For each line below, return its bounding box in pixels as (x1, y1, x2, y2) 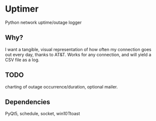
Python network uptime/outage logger (5, 19, 82, 25)
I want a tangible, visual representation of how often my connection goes (5, 46, 152, 52)
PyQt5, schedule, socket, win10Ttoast (5, 111, 80, 117)
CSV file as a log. (5, 57, 40, 63)
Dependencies (5, 98, 50, 106)
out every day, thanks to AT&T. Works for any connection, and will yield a (5, 52, 152, 57)
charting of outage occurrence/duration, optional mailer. (5, 84, 118, 89)
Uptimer (5, 3, 39, 15)
